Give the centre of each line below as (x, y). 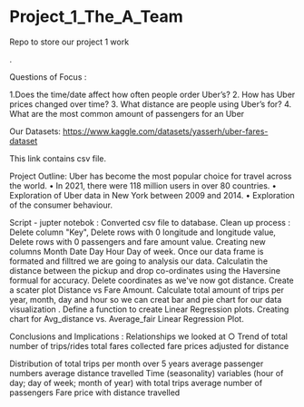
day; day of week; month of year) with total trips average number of (136, 383)
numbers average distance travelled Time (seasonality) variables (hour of (147, 373)
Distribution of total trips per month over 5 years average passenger (137, 363)
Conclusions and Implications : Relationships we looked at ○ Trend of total (149, 336)
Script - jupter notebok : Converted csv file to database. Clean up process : (150, 222)
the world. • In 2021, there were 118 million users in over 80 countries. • (143, 185)
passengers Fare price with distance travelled (95, 392)
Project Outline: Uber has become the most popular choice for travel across (151, 176)
